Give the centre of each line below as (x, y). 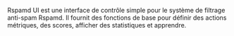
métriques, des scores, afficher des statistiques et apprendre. (97, 25)
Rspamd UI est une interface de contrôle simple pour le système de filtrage (116, 10)
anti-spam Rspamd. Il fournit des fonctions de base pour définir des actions (117, 18)
